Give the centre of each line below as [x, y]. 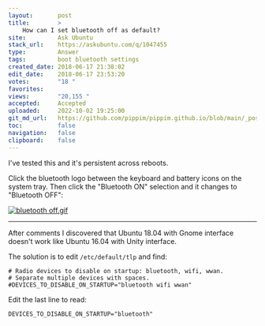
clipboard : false [42, 140]
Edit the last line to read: [47, 299]
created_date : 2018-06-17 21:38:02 [67, 67]
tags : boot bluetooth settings [74, 60]
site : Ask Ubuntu [50, 37]
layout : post [40, 15]
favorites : [26, 89]
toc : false [42, 126]
